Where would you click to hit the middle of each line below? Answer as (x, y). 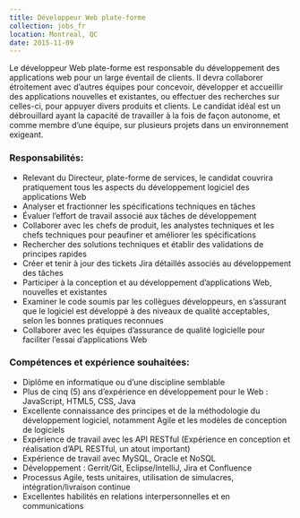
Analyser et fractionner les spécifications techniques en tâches (139, 206)
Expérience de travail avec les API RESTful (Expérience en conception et (156, 439)
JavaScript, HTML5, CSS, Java (79, 401)
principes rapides (55, 254)
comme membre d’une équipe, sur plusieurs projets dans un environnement (149, 125)
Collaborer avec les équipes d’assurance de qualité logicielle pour (144, 330)
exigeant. (26, 134)
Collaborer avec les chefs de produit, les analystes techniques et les (148, 225)
